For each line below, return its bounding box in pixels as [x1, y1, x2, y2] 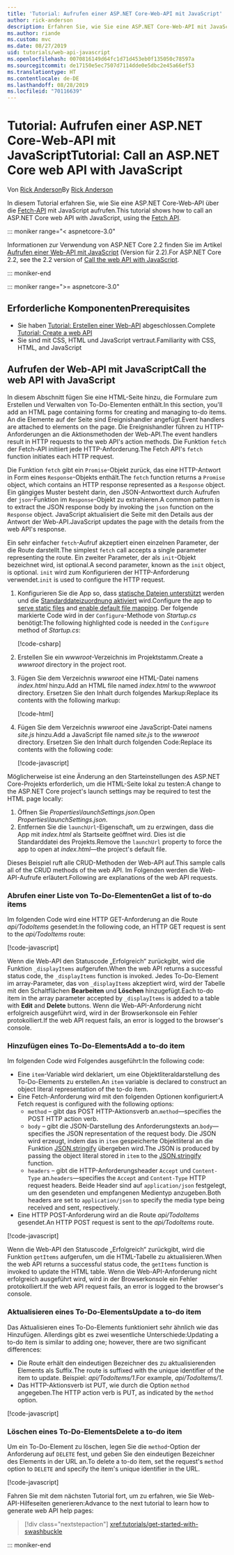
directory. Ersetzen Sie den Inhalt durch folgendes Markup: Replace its [17, 688, 219, 697]
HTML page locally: [7, 794, 63, 803]
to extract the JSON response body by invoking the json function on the [7, 502, 214, 511]
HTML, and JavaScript [17, 343, 82, 352]
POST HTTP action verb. [27, 1115, 99, 1123]
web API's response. [7, 525, 67, 533]
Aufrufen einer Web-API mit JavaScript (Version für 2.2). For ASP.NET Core [7, 248, 221, 256]
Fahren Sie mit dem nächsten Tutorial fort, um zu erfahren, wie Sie [7, 1492, 198, 1500]
